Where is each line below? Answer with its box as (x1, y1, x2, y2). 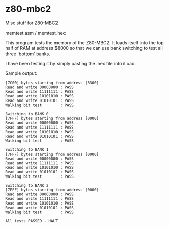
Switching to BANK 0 (5, 111, 49, 116)
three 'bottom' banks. (5, 50, 51, 57)
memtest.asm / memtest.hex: (5, 30, 66, 36)
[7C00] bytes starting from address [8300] (5, 80, 99, 85)
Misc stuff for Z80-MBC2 (5, 20, 59, 26)
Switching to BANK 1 (5, 147, 49, 152)
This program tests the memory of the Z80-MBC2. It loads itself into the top (5, 39, 164, 46)
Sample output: (5, 70, 37, 77)
